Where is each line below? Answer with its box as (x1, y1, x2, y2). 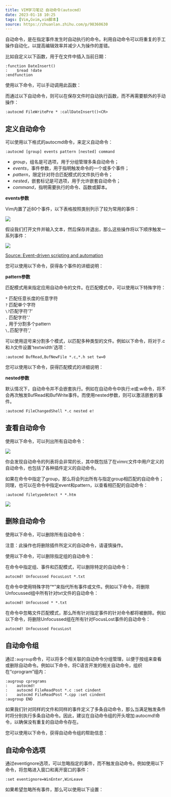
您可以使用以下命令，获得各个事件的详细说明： (5, 263, 103, 269)
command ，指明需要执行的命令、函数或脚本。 (12, 184, 110, 190)
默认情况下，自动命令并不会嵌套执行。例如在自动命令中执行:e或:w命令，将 (5, 386, 161, 392)
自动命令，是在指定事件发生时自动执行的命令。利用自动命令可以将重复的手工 (5, 36, 166, 42)
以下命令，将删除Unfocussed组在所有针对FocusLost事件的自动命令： (5, 616, 151, 622)
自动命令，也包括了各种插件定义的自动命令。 (5, 464, 99, 471)
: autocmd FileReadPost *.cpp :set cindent (5, 692, 106, 697)
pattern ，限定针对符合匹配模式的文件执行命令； (12, 172, 113, 178)
